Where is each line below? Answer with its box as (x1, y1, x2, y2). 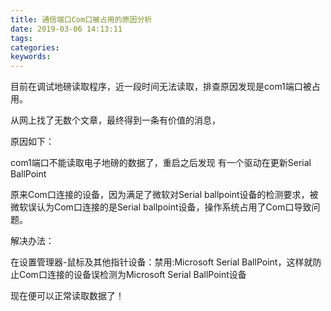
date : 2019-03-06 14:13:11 (10, 24, 123, 34)
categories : (10, 42, 60, 53)
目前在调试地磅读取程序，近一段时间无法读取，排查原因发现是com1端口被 (10, 81, 312, 93)
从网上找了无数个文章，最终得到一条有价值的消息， (10, 114, 221, 126)
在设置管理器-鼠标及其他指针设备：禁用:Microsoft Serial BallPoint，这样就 (10, 256, 313, 268)
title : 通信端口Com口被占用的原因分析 (10, 14, 153, 25)
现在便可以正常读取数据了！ (10, 290, 125, 302)
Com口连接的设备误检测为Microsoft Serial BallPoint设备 (18, 269, 247, 281)
